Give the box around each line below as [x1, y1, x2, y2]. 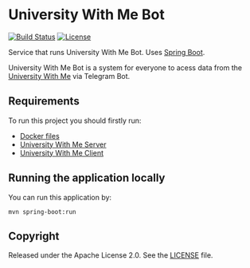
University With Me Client [19, 148, 104, 157]
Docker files [19, 131, 60, 140]
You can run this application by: [8, 192, 112, 202]
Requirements [8, 94, 80, 108]
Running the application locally [8, 171, 166, 185]
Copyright [8, 229, 60, 242]
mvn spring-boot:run [8, 207, 77, 216]
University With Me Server [19, 140, 107, 149]
